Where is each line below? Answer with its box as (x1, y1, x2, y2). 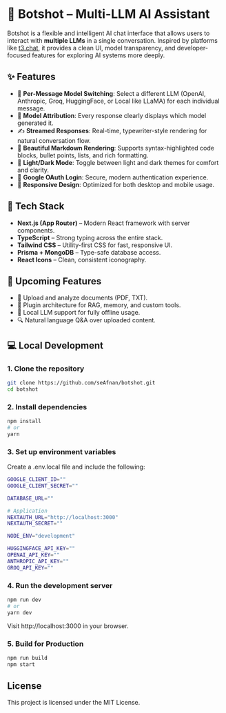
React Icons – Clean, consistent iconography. (17, 255, 147, 264)
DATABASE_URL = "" (7, 495, 54, 502)
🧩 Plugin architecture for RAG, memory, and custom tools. (17, 301, 181, 309)
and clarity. (17, 166, 50, 174)
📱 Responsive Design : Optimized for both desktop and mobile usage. (17, 180, 215, 188)
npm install (7, 418, 41, 425)
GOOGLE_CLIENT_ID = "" (7, 476, 67, 483)
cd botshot (7, 386, 39, 393)
